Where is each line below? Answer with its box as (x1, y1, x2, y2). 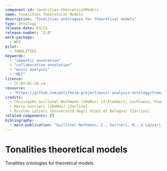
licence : (5, 76, 23, 81)
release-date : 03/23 (5, 26, 48, 31)
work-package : (5, 35, 35, 40)
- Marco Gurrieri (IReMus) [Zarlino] (9, 104, 88, 109)
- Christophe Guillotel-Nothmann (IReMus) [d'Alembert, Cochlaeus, (9, 100, 153, 105)
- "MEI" (9, 72, 26, 77)
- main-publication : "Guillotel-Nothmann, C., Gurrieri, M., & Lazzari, (9, 122, 164, 127)
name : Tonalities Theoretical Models (5, 12, 83, 17)
